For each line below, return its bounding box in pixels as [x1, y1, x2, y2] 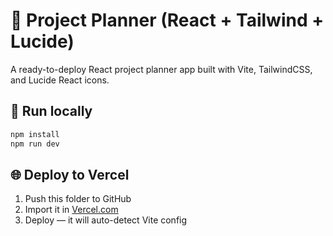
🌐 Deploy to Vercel [10, 166, 130, 183]
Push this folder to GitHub [24, 193, 132, 205]
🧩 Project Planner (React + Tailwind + [10, 9, 325, 32]
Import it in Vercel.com [24, 204, 119, 216]
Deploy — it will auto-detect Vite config [24, 214, 188, 226]
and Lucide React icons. [10, 74, 110, 86]
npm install [10, 129, 60, 139]
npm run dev [10, 139, 60, 149]
